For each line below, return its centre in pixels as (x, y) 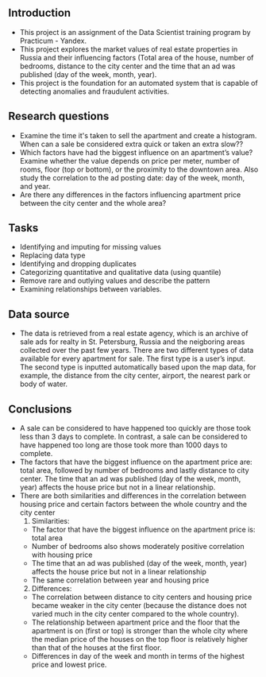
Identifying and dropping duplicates (78, 264)
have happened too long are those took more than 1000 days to (123, 445)
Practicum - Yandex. (53, 41)
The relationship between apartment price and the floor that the (136, 622)
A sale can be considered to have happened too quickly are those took (135, 428)
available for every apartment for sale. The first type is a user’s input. (133, 359)
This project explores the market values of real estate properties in (129, 49)
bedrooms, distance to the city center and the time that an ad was (127, 66)
